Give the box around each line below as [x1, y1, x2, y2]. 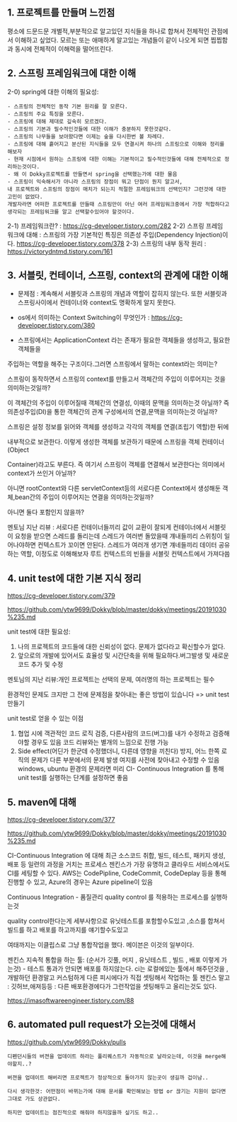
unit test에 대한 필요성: [7, 627, 71, 636]
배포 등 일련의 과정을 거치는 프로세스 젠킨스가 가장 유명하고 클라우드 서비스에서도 [7, 860, 231, 869]
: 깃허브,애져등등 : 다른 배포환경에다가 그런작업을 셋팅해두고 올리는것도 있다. [7, 983, 217, 991]
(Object [7, 445, 30, 454]
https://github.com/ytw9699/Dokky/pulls [7, 1038, 127, 1046]
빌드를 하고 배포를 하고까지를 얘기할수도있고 [7, 926, 129, 934]
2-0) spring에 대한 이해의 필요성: [7, 87, 99, 96]
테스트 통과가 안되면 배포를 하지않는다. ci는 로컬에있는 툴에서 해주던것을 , [27, 965, 229, 973]
